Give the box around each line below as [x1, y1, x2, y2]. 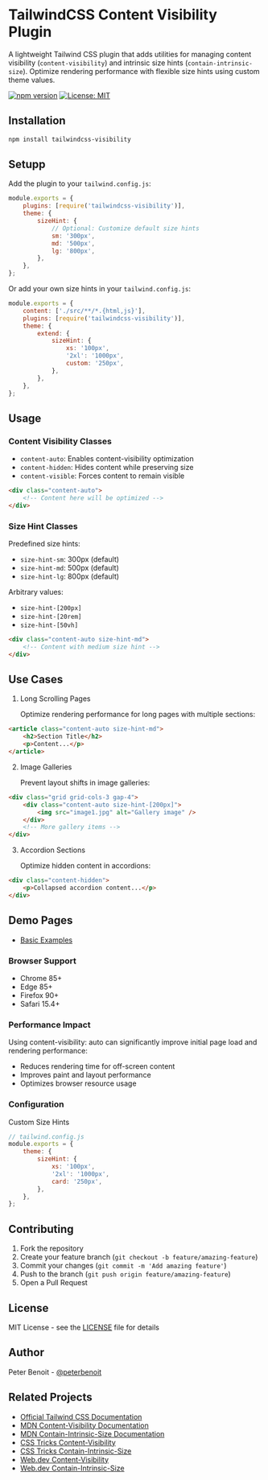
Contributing [8, 1222, 74, 1236]
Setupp [8, 158, 46, 171]
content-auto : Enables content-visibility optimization [19, 454, 195, 464]
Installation [8, 114, 66, 128]
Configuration [8, 1099, 64, 1110]
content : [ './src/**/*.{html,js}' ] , [23, 307, 146, 315]
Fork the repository [19, 1243, 85, 1253]
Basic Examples [19, 935, 73, 945]
